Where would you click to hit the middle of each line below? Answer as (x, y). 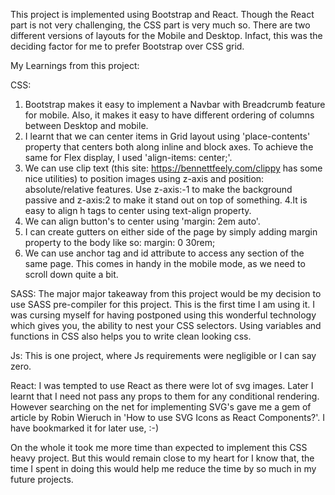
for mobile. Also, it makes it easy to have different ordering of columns (169, 115)
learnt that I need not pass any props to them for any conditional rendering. (165, 396)
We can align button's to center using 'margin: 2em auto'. (142, 221)
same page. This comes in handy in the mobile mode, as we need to (165, 263)
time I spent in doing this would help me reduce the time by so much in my (163, 468)
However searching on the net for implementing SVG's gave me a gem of (161, 407)
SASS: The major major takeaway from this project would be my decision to (166, 293)
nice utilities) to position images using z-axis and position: (144, 178)
